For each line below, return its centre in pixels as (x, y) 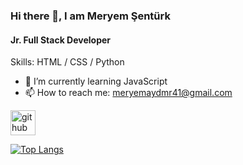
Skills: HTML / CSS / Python (67, 62)
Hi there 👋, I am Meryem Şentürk (90, 16)
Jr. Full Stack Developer (61, 40)
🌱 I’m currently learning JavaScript (96, 81)
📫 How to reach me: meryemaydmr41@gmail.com (128, 93)
